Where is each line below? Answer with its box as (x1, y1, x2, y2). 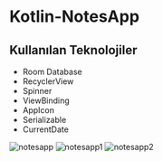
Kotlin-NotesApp (9, 6, 140, 27)
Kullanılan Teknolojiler (9, 43, 138, 58)
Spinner (22, 86, 53, 96)
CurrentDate (22, 124, 70, 135)
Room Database (22, 66, 83, 77)
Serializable (22, 115, 67, 125)
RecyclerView (22, 76, 74, 87)
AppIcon (22, 105, 55, 115)
